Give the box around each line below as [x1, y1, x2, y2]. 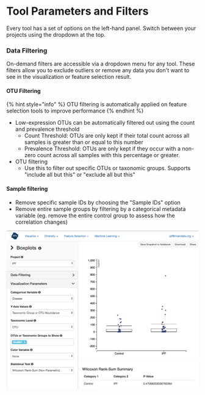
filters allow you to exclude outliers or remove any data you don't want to [6, 67, 190, 74]
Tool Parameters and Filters [6, 4, 149, 18]
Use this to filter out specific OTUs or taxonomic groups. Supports [24, 164, 191, 172]
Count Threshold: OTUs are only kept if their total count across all [24, 132, 190, 139]
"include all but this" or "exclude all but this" [24, 171, 135, 179]
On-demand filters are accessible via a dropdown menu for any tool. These [6, 60, 195, 68]
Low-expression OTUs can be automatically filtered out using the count [15, 119, 195, 127]
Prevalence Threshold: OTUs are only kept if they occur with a [24, 145, 181, 152]
